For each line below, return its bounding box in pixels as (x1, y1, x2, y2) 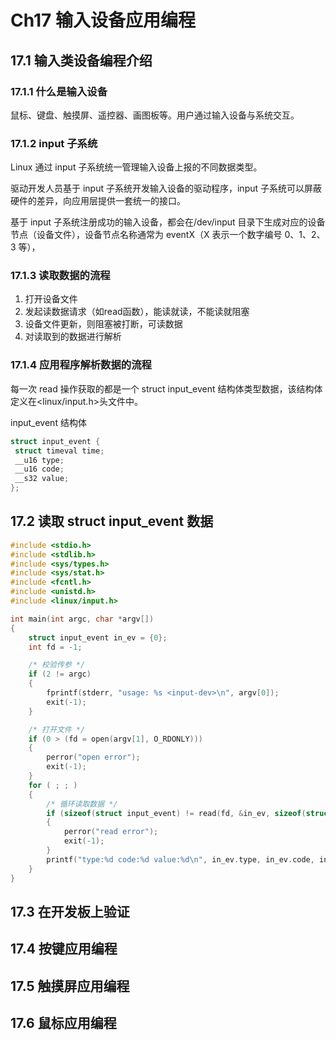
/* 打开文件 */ (28, 724, 86, 735)
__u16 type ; (14, 455, 65, 465)
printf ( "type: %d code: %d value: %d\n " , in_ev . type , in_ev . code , (46, 854, 315, 865)
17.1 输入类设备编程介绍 (10, 52, 153, 69)
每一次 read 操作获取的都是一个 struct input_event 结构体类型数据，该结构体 (10, 382, 323, 395)
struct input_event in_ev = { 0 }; (28, 632, 168, 643)
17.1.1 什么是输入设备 (10, 84, 108, 98)
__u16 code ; (14, 464, 65, 475)
